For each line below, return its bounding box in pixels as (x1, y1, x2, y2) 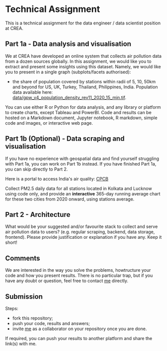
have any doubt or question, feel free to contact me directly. (5, 278, 129, 284)
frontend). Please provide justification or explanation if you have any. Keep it (5, 234, 162, 240)
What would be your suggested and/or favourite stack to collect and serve (5, 223, 158, 230)
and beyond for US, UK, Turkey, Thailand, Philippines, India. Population (12, 84, 158, 90)
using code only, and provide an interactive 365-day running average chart (5, 190, 161, 196)
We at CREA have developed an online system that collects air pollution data (5, 53, 162, 59)
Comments (5, 254, 40, 262)
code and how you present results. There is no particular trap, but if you (5, 273, 153, 279)
